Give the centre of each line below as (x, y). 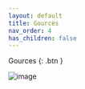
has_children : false (43, 38)
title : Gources (34, 23)
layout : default (35, 16)
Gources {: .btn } (36, 61)
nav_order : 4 (30, 30)
